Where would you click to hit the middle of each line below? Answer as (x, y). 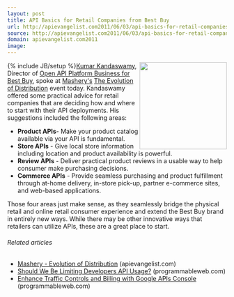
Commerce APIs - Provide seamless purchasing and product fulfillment (120, 176)
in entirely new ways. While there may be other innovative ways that (105, 219)
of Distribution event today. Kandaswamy (66, 88)
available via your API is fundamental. (71, 139)
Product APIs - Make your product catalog (78, 131)
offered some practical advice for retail (63, 96)
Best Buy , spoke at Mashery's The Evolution (70, 81)
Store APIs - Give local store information (76, 146)
